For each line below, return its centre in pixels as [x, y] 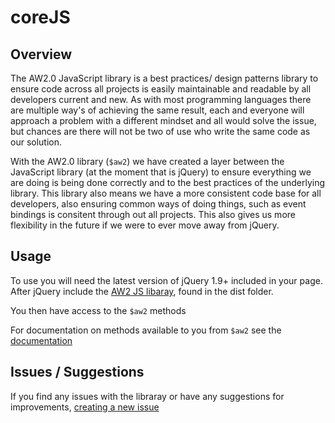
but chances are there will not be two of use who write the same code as [160, 131]
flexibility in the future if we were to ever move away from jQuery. [145, 225]
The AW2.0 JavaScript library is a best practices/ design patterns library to [164, 78]
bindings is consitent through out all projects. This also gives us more [153, 214]
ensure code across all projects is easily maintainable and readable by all [161, 89]
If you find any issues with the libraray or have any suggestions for [147, 396]
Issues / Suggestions [77, 372]
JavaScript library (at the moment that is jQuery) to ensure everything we [161, 172]
